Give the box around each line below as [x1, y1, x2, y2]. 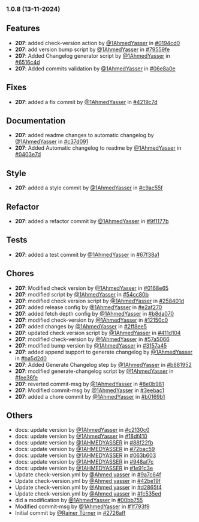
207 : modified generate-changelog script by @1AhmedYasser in [14, 367, 174, 375]
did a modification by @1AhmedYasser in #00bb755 [14, 497, 143, 504]
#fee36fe [14, 373, 38, 381]
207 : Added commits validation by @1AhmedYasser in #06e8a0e [14, 65, 176, 72]
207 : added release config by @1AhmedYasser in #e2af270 [14, 303, 162, 311]
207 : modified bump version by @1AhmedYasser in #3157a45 [14, 342, 167, 349]
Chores [6, 268, 34, 278]
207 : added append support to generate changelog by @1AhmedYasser [14, 348, 193, 355]
